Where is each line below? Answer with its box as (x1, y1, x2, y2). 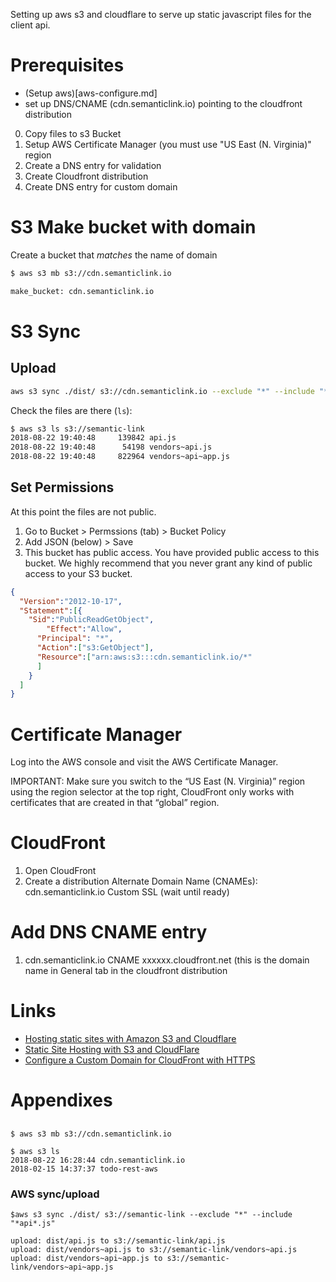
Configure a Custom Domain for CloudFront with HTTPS (24, 1054, 256, 1066)
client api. (10, 19, 51, 31)
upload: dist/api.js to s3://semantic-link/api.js (10, 1235, 226, 1246)
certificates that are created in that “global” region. (10, 797, 220, 809)
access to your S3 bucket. (24, 567, 133, 579)
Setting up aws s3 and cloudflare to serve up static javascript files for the (10, 9, 312, 20)
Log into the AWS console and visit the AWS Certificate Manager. (10, 756, 279, 768)
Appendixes (10, 1089, 113, 1112)
